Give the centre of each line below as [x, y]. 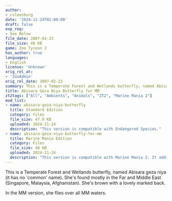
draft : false [19, 24]
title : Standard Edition [36, 110]
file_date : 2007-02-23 [29, 39]
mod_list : [16, 100]
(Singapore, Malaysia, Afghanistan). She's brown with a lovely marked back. [85, 183]
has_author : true [24, 53]
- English [16, 62]
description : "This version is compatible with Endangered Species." [85, 129]
